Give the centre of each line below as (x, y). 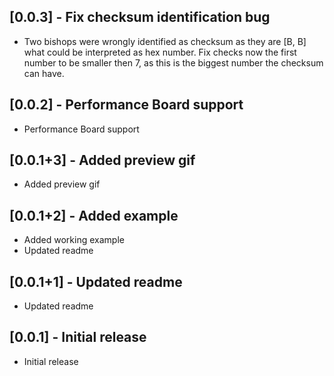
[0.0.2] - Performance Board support (126, 105)
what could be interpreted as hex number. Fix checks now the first (160, 52)
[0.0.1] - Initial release (78, 337)
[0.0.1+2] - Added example (94, 215)
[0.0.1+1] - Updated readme (96, 281)
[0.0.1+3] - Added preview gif (102, 160)
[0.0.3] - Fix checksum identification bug (140, 17)
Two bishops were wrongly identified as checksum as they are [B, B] (165, 41)
